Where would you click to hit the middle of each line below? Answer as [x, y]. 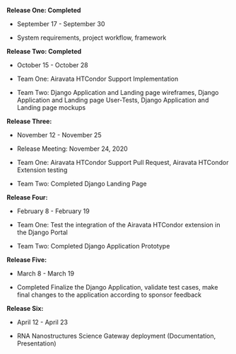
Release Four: [27, 197]
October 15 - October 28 [53, 65]
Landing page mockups [51, 108]
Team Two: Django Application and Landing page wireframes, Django [118, 92]
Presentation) [37, 343]
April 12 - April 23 [42, 322]
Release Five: [27, 260]
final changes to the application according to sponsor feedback [109, 295]
